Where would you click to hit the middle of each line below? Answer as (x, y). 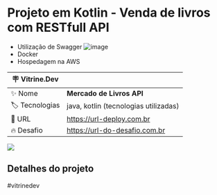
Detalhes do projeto (51, 169)
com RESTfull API (58, 27)
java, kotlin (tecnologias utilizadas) (123, 106)
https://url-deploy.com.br (108, 119)
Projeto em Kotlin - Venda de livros (109, 13)
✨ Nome (24, 93)
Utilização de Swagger (50, 46)
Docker (28, 54)
